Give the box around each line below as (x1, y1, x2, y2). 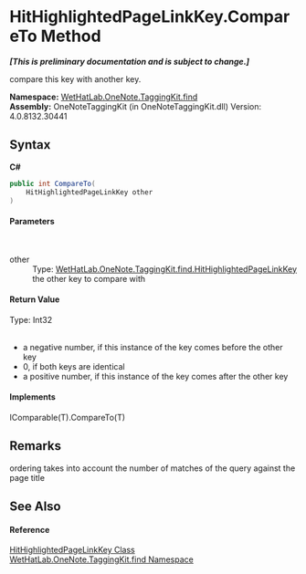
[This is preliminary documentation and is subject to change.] (9, 56, 249, 67)
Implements (9, 391, 57, 402)
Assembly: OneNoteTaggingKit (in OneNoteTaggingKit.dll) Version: (9, 100, 262, 111)
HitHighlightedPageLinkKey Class (9, 545, 135, 556)
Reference (9, 524, 50, 535)
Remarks (9, 438, 62, 454)
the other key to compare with (32, 273, 146, 284)
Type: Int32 (9, 314, 53, 325)
